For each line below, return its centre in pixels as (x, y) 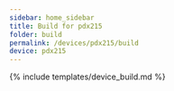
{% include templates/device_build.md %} (87, 77)
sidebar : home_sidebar (52, 18)
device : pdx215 (38, 51)
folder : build (36, 34)
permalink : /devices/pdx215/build (74, 43)
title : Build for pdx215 (56, 26)
